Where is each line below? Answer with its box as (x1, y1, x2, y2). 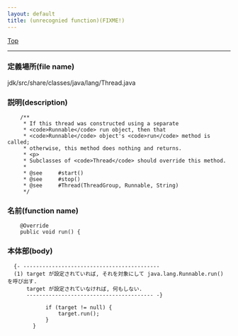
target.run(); (57, 310, 100, 317)
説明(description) (7, 97, 69, 107)
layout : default (7, 10, 55, 18)
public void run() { (20, 228, 81, 236)
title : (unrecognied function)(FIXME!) (7, 17, 125, 24)
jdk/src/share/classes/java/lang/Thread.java (7, 79, 136, 87)
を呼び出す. (7, 277, 38, 285)
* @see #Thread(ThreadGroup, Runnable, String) (23, 182, 179, 190)
